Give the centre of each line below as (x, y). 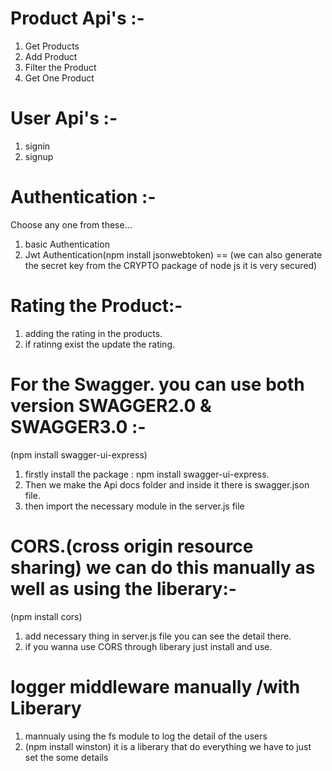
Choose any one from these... (71, 224)
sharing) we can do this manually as (163, 567)
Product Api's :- (77, 18)
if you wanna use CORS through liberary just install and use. (148, 646)
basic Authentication (67, 244)
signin (37, 146)
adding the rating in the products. (93, 333)
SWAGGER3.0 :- (78, 426)
